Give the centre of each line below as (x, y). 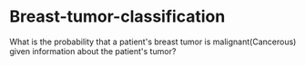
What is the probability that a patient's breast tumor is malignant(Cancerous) (153, 42)
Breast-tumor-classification (117, 17)
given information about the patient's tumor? (93, 51)
